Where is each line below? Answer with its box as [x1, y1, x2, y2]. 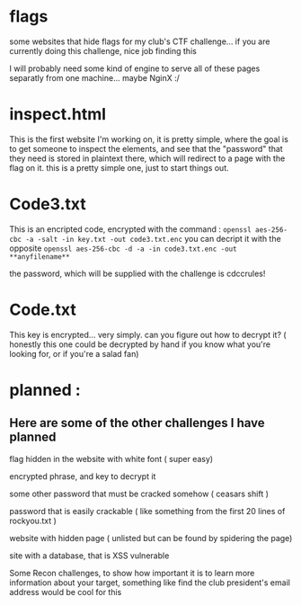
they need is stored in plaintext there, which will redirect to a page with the [9, 153, 286, 164]
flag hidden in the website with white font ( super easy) [9, 453, 214, 464]
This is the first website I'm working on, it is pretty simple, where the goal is [9, 133, 289, 145]
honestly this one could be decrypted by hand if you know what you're [9, 339, 271, 350]
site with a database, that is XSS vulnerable [9, 550, 170, 561]
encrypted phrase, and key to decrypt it [9, 470, 156, 482]
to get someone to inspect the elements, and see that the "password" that [9, 143, 283, 154]
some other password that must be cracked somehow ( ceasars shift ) [9, 488, 270, 499]
